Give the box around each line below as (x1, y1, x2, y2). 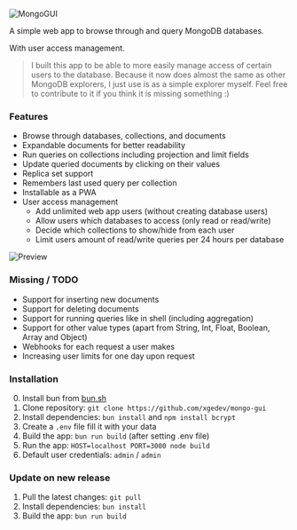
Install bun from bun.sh (21, 392, 107, 403)
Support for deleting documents (21, 303, 139, 314)
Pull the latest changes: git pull (21, 492, 142, 502)
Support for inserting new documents (21, 294, 160, 305)
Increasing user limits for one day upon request (21, 351, 195, 361)
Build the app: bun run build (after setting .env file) (21, 431, 210, 441)
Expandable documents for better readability (21, 140, 186, 151)
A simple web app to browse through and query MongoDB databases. (9, 26, 264, 36)
